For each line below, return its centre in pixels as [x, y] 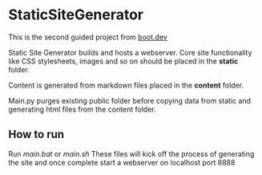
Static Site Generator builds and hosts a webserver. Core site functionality [130, 52]
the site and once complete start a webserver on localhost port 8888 [122, 162]
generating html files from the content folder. [82, 109]
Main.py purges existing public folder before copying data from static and [129, 100]
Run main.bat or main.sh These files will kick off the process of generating [131, 153]
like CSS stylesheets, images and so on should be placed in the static [123, 61]
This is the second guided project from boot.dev [88, 37]
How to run [36, 134]
